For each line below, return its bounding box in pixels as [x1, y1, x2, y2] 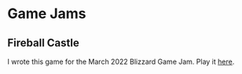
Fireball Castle [7, 36, 79, 50]
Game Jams [7, 5, 86, 23]
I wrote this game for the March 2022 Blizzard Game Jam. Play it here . [7, 57, 235, 66]
